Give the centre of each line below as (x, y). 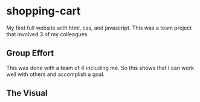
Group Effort (30, 53)
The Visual (27, 93)
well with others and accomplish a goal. (56, 74)
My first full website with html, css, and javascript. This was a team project (99, 28)
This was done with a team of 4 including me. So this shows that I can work (100, 68)
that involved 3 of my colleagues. (48, 34)
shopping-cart (44, 11)
